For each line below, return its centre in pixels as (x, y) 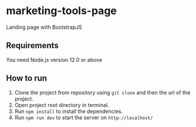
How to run (27, 78)
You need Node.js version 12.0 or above (54, 59)
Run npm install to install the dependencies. (69, 111)
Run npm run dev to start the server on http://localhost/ (84, 117)
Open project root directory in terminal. (62, 105)
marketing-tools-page (62, 11)
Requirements (32, 46)
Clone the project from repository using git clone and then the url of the (102, 92)
